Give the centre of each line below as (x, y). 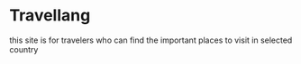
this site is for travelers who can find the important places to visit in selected (151, 40)
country (24, 49)
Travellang (50, 16)
